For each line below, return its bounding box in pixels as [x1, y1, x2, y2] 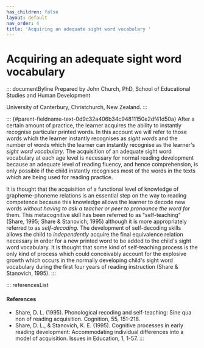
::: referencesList [6, 282, 49, 289]
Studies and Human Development [6, 92, 91, 99]
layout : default [6, 15, 47, 21]
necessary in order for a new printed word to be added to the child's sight [6, 237, 192, 244]
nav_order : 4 [6, 20, 40, 26]
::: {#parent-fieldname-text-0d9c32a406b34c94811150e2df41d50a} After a [6, 115, 195, 123]
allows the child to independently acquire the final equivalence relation [6, 231, 184, 238]
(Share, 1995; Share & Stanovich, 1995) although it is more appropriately [6, 218, 187, 225]
